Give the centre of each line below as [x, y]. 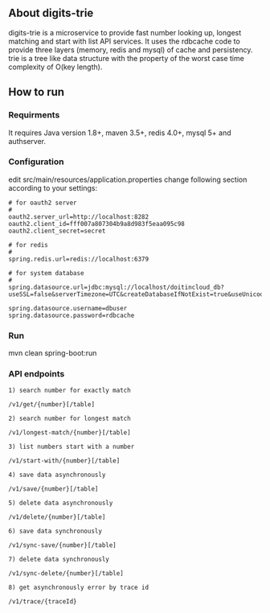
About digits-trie [51, 13]
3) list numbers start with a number [72, 447]
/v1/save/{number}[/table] [53, 489]
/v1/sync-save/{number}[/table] [62, 545]
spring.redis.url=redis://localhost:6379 [79, 259]
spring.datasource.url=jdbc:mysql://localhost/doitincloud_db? [117, 287]
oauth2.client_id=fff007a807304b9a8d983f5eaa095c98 [96, 224]
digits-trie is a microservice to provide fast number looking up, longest [125, 32]
